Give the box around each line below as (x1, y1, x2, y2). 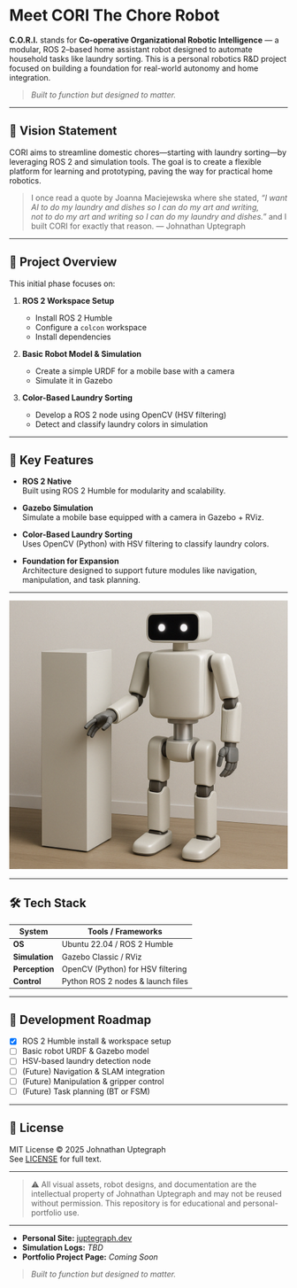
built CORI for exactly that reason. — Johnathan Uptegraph (30, 221, 246, 231)
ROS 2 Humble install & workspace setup (21, 1036, 171, 1046)
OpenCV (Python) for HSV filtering (61, 963, 187, 974)
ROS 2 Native (21, 476, 72, 487)
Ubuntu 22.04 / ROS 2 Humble (61, 939, 174, 950)
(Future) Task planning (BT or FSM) (21, 1086, 150, 1097)
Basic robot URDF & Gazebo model (21, 1046, 149, 1057)
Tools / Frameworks (88, 927, 163, 936)
